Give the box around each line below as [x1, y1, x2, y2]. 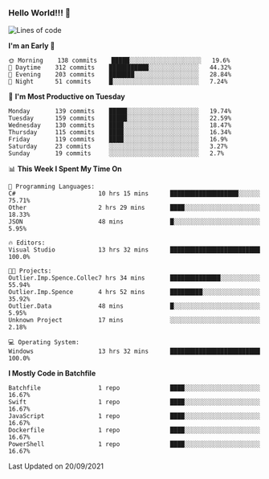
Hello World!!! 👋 [8, 7, 71, 18]
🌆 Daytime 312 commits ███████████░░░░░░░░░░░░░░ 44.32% [8, 63, 231, 72]
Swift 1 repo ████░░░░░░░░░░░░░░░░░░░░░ [8, 398, 261, 407]
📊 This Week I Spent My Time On [8, 164, 122, 174]
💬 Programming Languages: [8, 182, 95, 191]
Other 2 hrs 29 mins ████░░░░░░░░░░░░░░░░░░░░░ [8, 204, 261, 212]
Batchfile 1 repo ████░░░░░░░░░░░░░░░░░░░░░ [8, 384, 261, 392]
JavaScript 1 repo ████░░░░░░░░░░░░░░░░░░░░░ [8, 412, 261, 420]
